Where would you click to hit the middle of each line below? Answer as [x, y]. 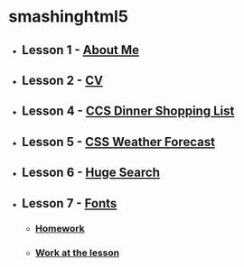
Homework [60, 229]
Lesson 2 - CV [62, 80]
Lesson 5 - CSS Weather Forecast [118, 142]
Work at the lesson [77, 253]
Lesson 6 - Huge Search [90, 173]
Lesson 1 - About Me [80, 50]
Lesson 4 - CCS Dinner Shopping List [128, 111]
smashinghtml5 [68, 17]
